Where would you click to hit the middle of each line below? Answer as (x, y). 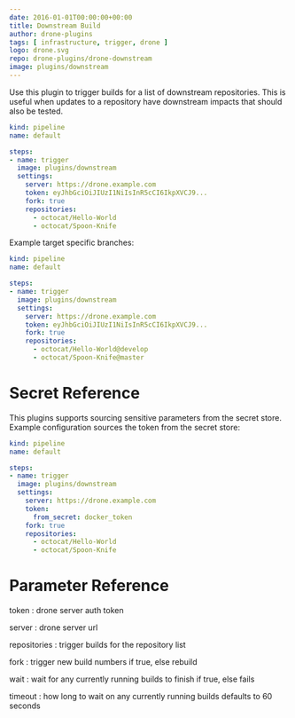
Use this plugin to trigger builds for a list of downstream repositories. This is (147, 92)
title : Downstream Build (55, 26)
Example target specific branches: (72, 243)
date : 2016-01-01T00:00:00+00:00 (71, 17)
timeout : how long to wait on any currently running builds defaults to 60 (141, 697)
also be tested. (36, 111)
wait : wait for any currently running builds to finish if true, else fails (132, 679)
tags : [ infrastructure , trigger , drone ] (89, 42)
